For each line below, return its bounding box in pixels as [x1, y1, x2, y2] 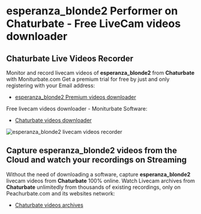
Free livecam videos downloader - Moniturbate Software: [6, 105, 148, 112]
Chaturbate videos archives [14, 201, 84, 209]
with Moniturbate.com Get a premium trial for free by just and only [6, 76, 170, 82]
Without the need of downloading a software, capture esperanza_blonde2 [6, 170, 191, 178]
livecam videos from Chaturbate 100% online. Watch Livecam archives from [6, 177, 195, 184]
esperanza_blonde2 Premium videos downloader [14, 94, 136, 100]
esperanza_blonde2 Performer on [6, 4, 178, 18]
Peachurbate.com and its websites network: [6, 189, 115, 197]
